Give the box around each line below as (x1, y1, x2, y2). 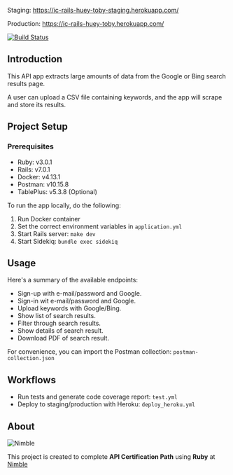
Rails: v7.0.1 (17, 165, 50, 174)
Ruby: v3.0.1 (17, 158, 52, 166)
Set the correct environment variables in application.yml (17, 222, 183, 230)
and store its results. (7, 100, 66, 109)
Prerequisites (7, 142, 54, 151)
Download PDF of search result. (17, 334, 110, 343)
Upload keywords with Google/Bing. (17, 304, 122, 312)
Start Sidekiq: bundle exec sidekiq (17, 237, 118, 245)
